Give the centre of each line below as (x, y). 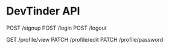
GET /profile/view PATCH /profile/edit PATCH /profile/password (85, 39)
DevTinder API (43, 11)
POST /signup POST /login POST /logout (56, 28)
